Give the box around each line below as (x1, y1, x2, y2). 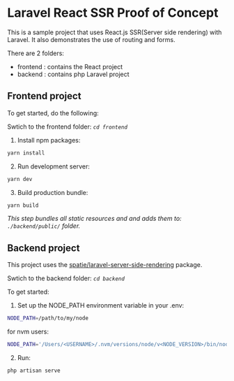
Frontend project (7, 90, 81, 102)
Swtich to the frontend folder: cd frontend (7, 122, 127, 131)
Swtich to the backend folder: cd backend (7, 274, 125, 282)
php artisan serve (7, 367, 61, 374)
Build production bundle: (17, 188, 88, 196)
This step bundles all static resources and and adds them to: (7, 215, 182, 223)
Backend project (7, 242, 80, 254)
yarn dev (7, 175, 33, 182)
